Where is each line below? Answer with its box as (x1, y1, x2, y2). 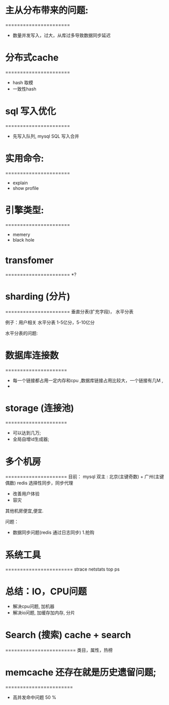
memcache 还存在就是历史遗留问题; (5, 667, 156, 678)
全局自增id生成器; (12, 436, 49, 442)
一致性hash (12, 86, 37, 92)
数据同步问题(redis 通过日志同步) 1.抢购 (12, 529, 95, 535)
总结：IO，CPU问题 (5, 586, 87, 597)
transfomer (5, 254, 54, 266)
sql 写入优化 (5, 106, 56, 117)
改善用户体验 (12, 491, 40, 497)
